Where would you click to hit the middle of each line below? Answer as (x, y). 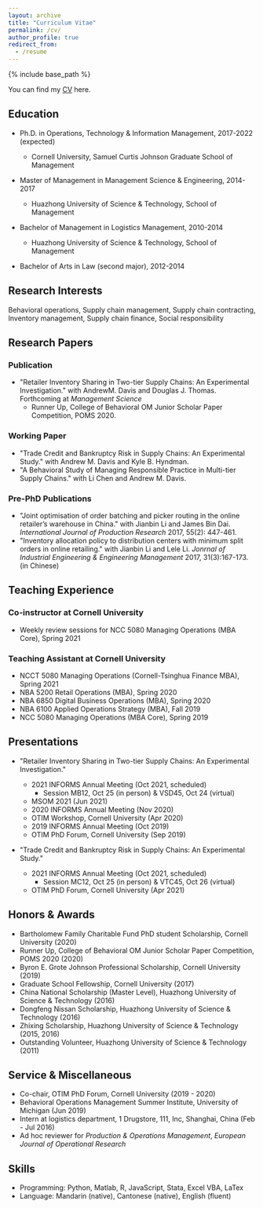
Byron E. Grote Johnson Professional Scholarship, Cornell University (130, 967)
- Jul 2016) (37, 1127)
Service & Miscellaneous (70, 1075)
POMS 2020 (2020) (51, 958)
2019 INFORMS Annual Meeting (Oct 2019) (100, 826)
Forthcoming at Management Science (81, 399)
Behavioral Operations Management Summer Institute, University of (129, 1102)
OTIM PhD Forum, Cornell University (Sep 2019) (108, 834)
